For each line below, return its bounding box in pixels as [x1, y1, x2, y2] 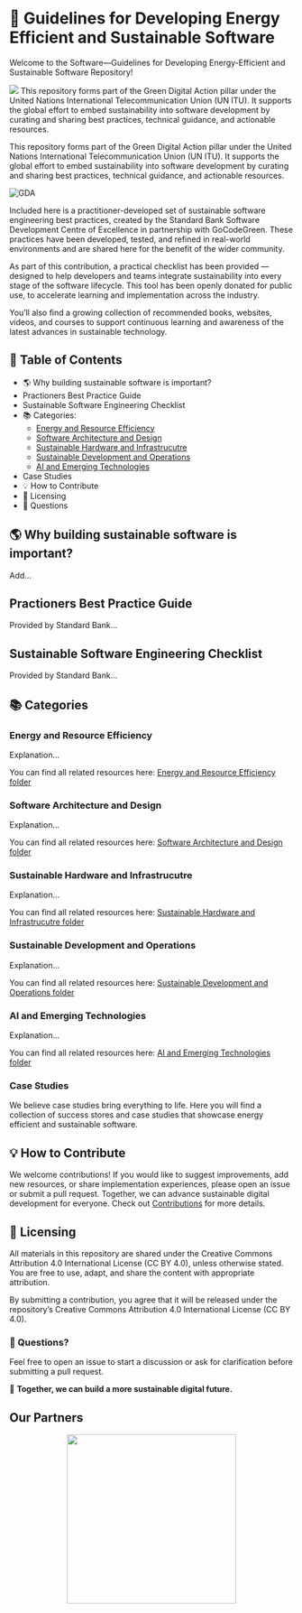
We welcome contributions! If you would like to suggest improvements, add [9, 1169, 289, 1181]
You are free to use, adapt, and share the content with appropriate [9, 1267, 255, 1278]
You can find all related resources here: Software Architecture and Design [9, 837, 283, 848]
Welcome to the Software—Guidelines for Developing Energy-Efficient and [9, 57, 286, 68]
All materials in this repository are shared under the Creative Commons [9, 1247, 273, 1258]
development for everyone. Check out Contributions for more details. [9, 1198, 266, 1209]
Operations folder [9, 987, 75, 997]
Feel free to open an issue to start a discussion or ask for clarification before [9, 1357, 293, 1367]
